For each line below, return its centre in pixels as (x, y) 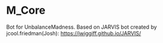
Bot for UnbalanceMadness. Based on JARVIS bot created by (81, 27)
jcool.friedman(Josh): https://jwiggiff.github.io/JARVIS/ (74, 33)
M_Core (26, 10)
